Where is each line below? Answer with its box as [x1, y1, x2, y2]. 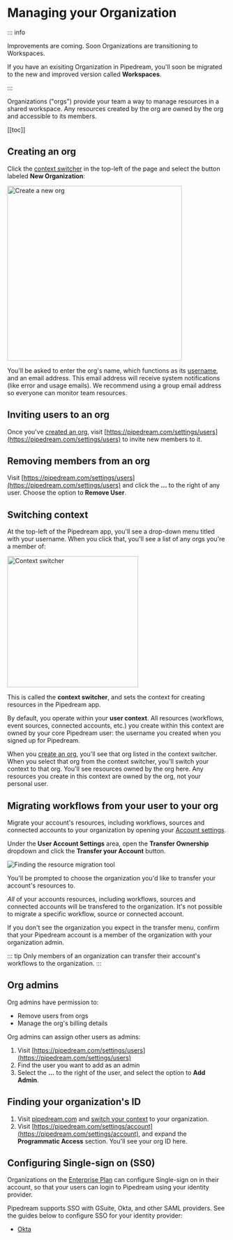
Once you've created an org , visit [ [7, 427, 107, 436]
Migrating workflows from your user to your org [7, 799, 218, 812]
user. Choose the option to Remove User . [7, 488, 127, 497]
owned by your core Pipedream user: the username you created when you [7, 729, 221, 737]
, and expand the [138, 1129, 187, 1138]
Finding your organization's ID [7, 1096, 142, 1108]
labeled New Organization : [7, 171, 86, 180]
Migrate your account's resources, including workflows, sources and [7, 818, 205, 827]
